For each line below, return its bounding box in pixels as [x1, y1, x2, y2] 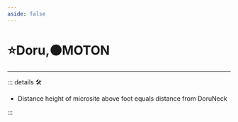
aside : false [7, 10, 46, 18]
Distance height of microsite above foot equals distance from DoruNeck [17, 94, 228, 103]
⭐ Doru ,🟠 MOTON [7, 42, 110, 58]
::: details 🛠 [7, 77, 42, 86]
